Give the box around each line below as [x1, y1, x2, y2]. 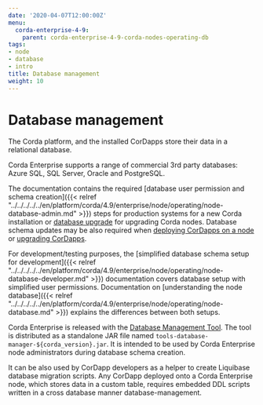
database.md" [8, 308, 54, 317]
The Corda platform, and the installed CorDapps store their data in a [8, 137, 228, 146]
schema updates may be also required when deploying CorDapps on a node [8, 225, 254, 235]
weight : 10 [8, 77, 44, 85]
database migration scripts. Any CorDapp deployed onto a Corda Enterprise [8, 371, 254, 381]
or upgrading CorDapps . [8, 234, 87, 243]
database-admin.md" [8, 209, 77, 218]
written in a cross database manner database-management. [8, 388, 203, 397]
